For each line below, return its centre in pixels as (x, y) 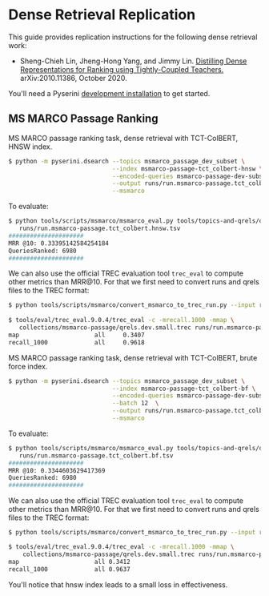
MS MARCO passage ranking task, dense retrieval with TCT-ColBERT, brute (133, 357)
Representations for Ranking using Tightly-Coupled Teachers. (122, 69)
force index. (28, 366)
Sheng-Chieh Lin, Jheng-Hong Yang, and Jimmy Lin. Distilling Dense (133, 61)
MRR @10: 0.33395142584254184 (59, 243)
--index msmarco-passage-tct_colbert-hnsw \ (187, 169)
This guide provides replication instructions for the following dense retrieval (133, 37)
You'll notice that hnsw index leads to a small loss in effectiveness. (118, 584)
